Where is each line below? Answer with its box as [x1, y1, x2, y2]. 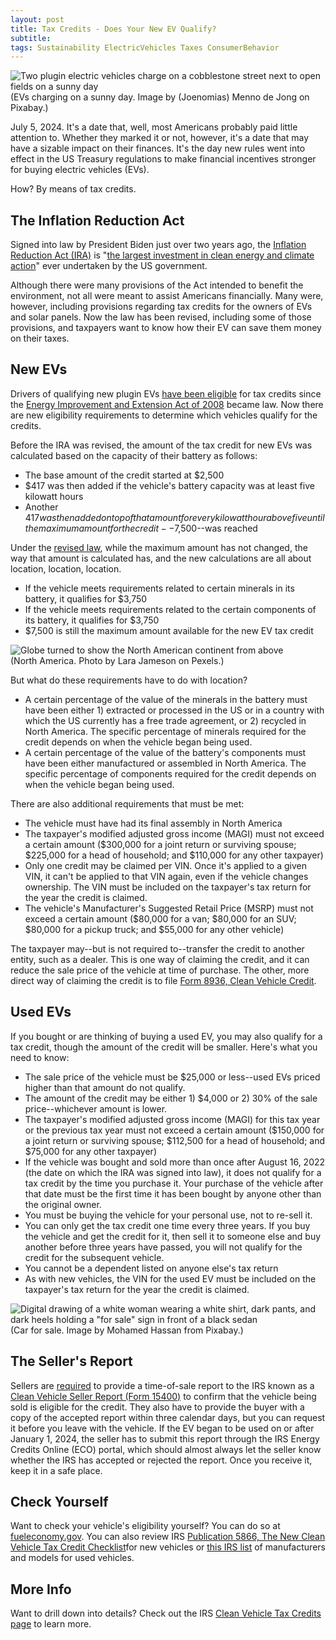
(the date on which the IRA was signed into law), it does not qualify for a [24, 1166, 322, 1178]
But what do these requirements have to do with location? [10, 674, 248, 686]
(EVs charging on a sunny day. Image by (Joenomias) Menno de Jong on [10, 91, 310, 103]
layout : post [10, 14, 65, 25]
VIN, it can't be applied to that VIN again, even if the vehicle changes [24, 870, 309, 882]
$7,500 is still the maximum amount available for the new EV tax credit [24, 624, 314, 636]
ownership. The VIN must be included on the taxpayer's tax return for [24, 881, 312, 893]
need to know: [10, 1051, 70, 1063]
